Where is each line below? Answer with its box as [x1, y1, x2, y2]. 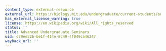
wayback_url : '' [5, 39, 39, 44]
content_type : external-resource [5, 7, 74, 12]
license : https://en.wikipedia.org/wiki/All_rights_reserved [5, 20, 134, 26]
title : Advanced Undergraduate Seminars [5, 30, 90, 34]
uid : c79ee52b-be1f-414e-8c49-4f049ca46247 [5, 34, 96, 39]
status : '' [5, 25, 28, 30]
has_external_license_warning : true [5, 16, 81, 21]
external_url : [5, 12, 35, 17]
